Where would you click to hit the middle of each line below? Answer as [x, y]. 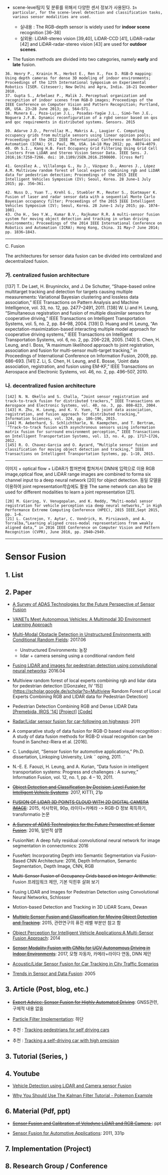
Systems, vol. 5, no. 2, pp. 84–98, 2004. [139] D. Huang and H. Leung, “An [81, 324]
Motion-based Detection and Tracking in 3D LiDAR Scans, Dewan [80, 907]
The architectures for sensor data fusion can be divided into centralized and [83, 256]
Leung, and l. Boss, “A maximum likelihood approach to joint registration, [80, 345]
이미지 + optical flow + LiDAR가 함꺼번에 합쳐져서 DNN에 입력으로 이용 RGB [80, 468]
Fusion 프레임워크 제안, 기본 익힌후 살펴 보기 [56, 882]
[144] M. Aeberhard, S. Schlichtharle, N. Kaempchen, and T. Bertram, [80, 423]
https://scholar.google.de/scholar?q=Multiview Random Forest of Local [87, 691]
